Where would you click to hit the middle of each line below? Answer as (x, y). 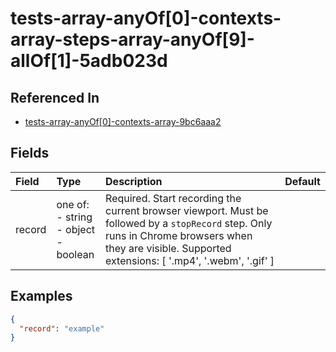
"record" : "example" (62, 328)
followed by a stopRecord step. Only (189, 223)
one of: (73, 204)
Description (134, 181)
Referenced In (55, 97)
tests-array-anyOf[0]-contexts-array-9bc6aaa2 (123, 121)
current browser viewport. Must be (187, 210)
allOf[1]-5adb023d (89, 61)
